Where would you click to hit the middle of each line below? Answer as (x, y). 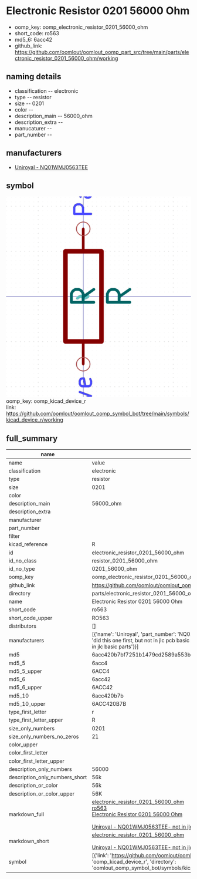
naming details (34, 77)
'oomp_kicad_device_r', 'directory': (134, 862)
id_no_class (23, 560)
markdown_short (29, 841)
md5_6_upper (25, 688)
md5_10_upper (27, 703)
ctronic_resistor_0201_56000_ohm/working (66, 58)
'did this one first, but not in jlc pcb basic (140, 641)
